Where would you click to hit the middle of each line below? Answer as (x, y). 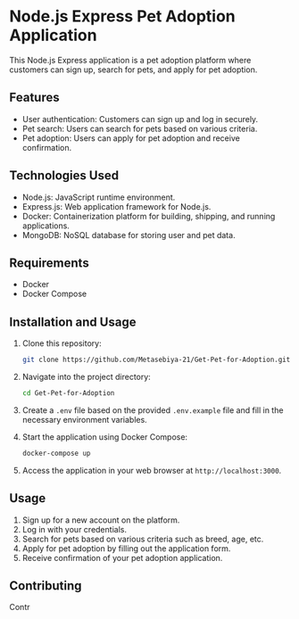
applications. (46, 226)
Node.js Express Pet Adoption (123, 17)
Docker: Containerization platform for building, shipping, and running (149, 216)
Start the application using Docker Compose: (105, 437)
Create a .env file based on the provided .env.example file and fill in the (153, 410)
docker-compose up (56, 453)
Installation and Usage (73, 322)
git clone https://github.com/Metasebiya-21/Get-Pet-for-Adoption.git (156, 360)
